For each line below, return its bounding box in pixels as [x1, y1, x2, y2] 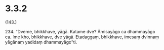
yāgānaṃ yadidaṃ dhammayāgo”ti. [5, 39, 78, 45]
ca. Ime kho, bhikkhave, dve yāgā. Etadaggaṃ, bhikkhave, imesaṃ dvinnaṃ [5, 34, 159, 40]
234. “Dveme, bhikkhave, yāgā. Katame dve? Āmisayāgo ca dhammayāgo [5, 28, 156, 34]
